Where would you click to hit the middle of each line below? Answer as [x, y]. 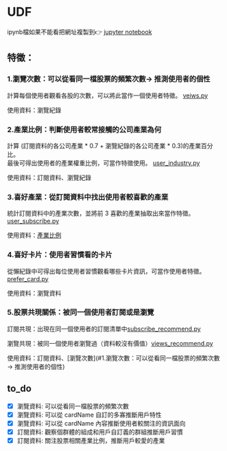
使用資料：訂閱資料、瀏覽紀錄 [49, 177]
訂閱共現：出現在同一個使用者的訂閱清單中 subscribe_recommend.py [104, 329]
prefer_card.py [28, 278]
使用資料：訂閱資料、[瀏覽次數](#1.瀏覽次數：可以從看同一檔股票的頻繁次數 [113, 357]
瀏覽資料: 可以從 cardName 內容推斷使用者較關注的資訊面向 [101, 423]
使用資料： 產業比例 [34, 235]
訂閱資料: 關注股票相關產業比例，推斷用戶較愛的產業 [91, 440]
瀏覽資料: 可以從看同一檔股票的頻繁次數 [73, 406]
